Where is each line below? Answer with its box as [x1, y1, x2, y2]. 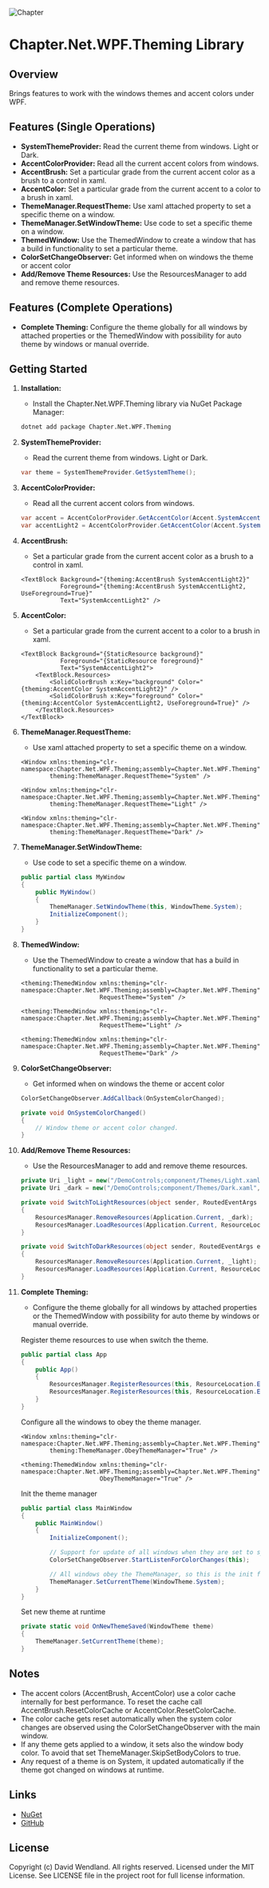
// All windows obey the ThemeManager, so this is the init [49, 1570, 254, 1578]
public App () [35, 1365, 79, 1373]
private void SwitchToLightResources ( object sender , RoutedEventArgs [20, 1199, 258, 1207]
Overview [9, 67, 59, 81]
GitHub [20, 1818, 45, 1827]
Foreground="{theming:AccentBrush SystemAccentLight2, [60, 582, 247, 590]
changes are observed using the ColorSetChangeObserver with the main [20, 1722, 260, 1732]
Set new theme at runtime [20, 1607, 106, 1617]
